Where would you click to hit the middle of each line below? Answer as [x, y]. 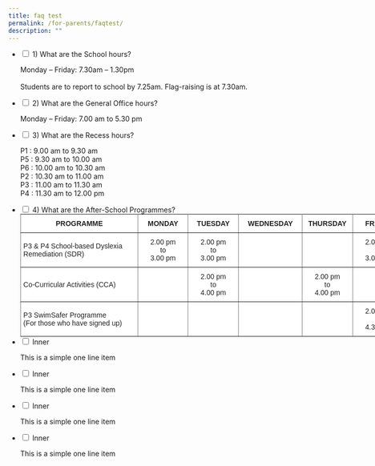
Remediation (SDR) [54, 254]
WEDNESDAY [270, 224]
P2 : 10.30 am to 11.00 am [62, 176]
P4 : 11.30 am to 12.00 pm [62, 194]
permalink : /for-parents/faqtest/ [66, 23]
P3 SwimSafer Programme [65, 315]
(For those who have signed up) [73, 323]
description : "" [35, 30]
